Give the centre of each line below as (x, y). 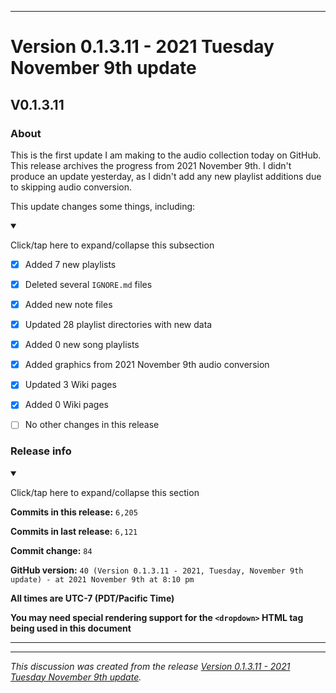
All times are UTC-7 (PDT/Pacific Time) (92, 598)
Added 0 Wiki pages (66, 405)
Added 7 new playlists (70, 264)
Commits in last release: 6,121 (74, 531)
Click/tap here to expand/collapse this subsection (112, 245)
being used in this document (71, 628)
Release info (41, 451)
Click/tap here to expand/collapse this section (105, 492)
